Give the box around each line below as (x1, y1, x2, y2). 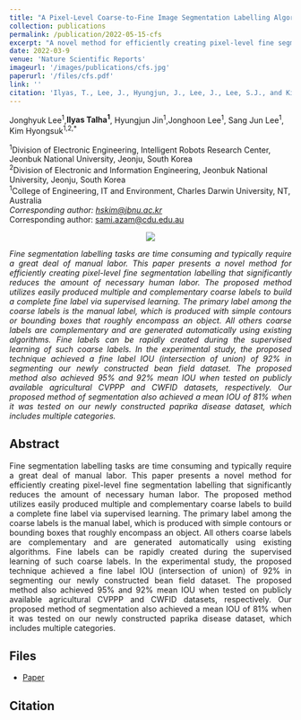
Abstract (9, 436, 60, 452)
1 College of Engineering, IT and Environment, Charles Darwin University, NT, (9, 184, 291, 196)
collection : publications (9, 22, 106, 31)
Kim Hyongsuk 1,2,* (9, 124, 78, 136)
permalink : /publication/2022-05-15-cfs (9, 30, 163, 39)
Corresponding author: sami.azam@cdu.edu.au (9, 214, 185, 224)
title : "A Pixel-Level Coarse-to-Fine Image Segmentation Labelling (9, 13, 271, 22)
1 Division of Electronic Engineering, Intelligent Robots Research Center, (9, 143, 271, 155)
